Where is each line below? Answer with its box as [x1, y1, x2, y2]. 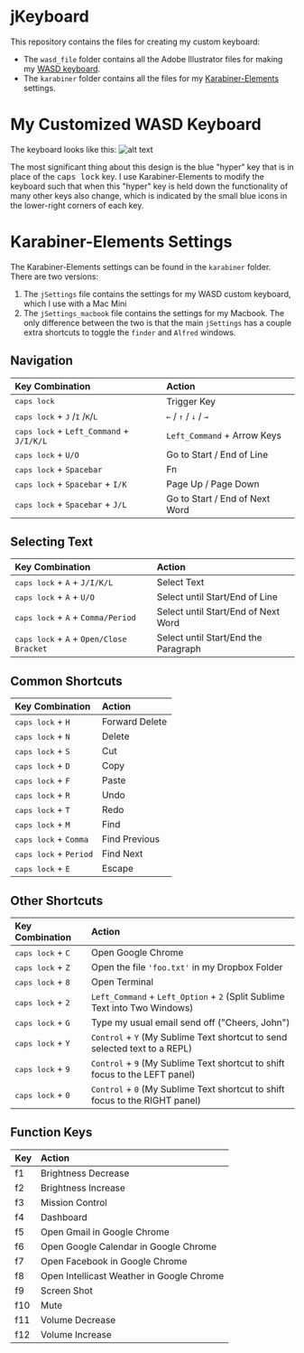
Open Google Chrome [90, 947, 184, 959]
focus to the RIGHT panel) [90, 1095, 201, 1107]
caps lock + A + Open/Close [14, 632, 127, 645]
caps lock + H [14, 715, 70, 728]
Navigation [10, 353, 73, 369]
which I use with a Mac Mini [23, 298, 127, 309]
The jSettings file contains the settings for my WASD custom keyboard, [23, 288, 291, 299]
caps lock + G [14, 1016, 70, 1029]
